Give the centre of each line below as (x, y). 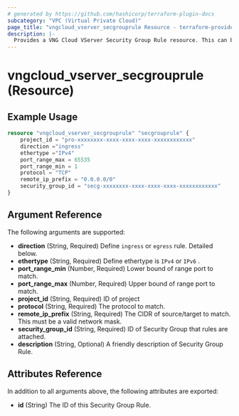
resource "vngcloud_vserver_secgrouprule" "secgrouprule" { (99, 133)
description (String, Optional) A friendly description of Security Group (121, 344)
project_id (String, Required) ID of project (79, 299)
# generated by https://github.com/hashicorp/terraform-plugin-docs (111, 14)
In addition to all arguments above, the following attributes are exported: (113, 391)
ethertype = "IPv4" (47, 153)
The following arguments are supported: (67, 232)
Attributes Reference (55, 374)
